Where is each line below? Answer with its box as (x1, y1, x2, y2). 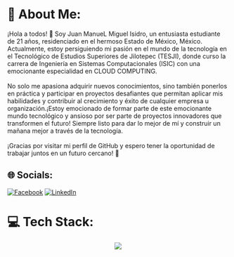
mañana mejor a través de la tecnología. (7, 126, 123, 135)
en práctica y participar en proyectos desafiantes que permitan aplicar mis (7, 89, 223, 98)
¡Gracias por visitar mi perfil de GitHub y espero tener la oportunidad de (7, 141, 216, 150)
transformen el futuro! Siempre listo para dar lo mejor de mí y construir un (7, 119, 221, 127)
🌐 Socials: (7, 169, 53, 181)
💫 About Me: (7, 6, 82, 22)
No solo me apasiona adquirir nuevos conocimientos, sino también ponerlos (7, 81, 228, 90)
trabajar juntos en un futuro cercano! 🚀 (7, 149, 119, 157)
